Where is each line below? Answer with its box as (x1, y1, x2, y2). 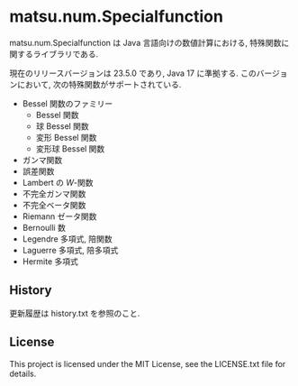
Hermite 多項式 (22, 255, 79, 267)
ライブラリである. (32, 48, 99, 60)
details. (9, 368, 37, 379)
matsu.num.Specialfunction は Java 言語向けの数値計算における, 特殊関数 (9, 37, 282, 48)
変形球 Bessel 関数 (35, 142, 105, 154)
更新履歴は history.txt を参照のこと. (9, 308, 140, 318)
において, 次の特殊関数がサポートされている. (16, 78, 182, 89)
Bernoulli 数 (22, 222, 66, 233)
